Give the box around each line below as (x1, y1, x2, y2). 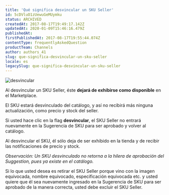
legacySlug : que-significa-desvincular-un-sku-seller (5, 63, 121, 69)
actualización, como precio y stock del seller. (5, 108, 99, 114)
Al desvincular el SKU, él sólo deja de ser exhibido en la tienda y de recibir (5, 138, 160, 144)
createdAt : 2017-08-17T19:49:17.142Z (5, 21, 85, 27)
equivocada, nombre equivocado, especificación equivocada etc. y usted (5, 173, 158, 179)
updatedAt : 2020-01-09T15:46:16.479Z (5, 26, 85, 31)
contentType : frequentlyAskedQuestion (5, 40, 87, 45)
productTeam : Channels (5, 45, 53, 50)
